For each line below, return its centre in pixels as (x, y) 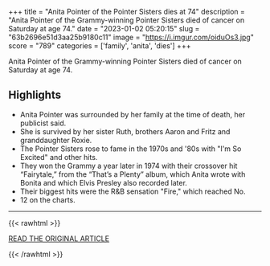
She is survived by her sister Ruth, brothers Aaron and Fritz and (125, 131)
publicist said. (43, 123)
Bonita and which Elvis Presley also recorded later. (103, 182)
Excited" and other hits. (59, 157)
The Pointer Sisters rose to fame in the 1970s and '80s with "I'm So (131, 149)
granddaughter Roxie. (56, 140)
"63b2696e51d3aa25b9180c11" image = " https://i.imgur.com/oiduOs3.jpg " (131, 37)
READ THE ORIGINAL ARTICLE (59, 238)
